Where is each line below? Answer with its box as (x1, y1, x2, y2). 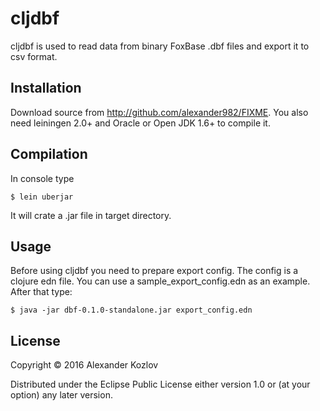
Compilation (10, 146, 88, 163)
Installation (10, 80, 82, 97)
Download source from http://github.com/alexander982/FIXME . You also (10, 106, 309, 118)
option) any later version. (10, 389, 113, 401)
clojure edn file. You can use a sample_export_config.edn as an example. (10, 275, 311, 287)
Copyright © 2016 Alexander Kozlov (10, 359, 159, 371)
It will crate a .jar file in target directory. (10, 209, 172, 221)
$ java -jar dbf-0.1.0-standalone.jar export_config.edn (10, 305, 253, 316)
